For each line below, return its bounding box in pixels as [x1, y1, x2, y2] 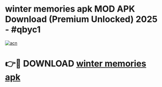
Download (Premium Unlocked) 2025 [5, 14, 158, 25]
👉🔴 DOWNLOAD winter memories [5, 58, 146, 69]
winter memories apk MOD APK [5, 3, 135, 15]
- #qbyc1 [5, 24, 41, 35]
